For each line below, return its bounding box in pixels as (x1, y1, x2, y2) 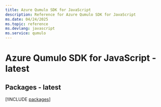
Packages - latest (5, 83, 61, 91)
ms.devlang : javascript (5, 26, 55, 31)
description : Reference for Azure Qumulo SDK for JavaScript (5, 12, 136, 17)
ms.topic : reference (5, 21, 49, 27)
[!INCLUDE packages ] (5, 96, 51, 102)
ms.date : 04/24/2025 (5, 17, 49, 22)
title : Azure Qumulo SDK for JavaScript (5, 7, 92, 13)
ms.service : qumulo (5, 31, 46, 36)
